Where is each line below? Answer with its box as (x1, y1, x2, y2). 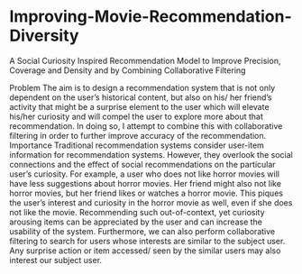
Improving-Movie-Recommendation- (9, 6, 292, 27)
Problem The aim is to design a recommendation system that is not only (9, 82, 276, 93)
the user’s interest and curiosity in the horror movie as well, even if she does (9, 196, 293, 208)
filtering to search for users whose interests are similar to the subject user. (9, 235, 286, 246)
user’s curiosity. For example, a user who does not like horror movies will (9, 169, 279, 179)
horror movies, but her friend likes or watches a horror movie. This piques (9, 187, 284, 198)
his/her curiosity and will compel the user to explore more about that (9, 111, 264, 122)
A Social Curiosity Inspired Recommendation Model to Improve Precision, (9, 55, 281, 66)
